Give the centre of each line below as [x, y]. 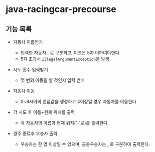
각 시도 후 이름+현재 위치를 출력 [44, 112]
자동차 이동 [24, 91]
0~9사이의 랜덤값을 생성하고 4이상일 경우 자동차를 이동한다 [79, 102]
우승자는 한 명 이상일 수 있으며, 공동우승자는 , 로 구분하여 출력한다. [85, 144]
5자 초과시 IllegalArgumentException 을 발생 [65, 59]
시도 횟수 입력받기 [30, 69]
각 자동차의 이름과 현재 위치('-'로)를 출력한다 [64, 123]
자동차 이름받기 [28, 42]
